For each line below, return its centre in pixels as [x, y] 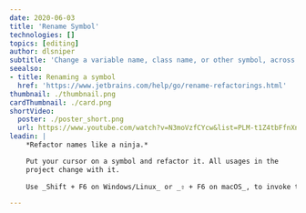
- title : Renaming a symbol [63, 77]
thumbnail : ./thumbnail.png [63, 94]
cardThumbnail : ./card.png [61, 102]
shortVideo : [32, 111]
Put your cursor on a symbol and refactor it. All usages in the [153, 161]
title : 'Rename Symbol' [55, 26]
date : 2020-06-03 [42, 18]
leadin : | [28, 137]
